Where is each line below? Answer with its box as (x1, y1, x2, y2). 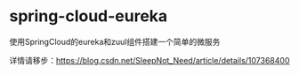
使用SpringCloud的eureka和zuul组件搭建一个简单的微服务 (9, 36, 221, 47)
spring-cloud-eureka (9, 6, 168, 26)
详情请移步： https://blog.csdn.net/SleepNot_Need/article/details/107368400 (9, 55, 290, 65)
